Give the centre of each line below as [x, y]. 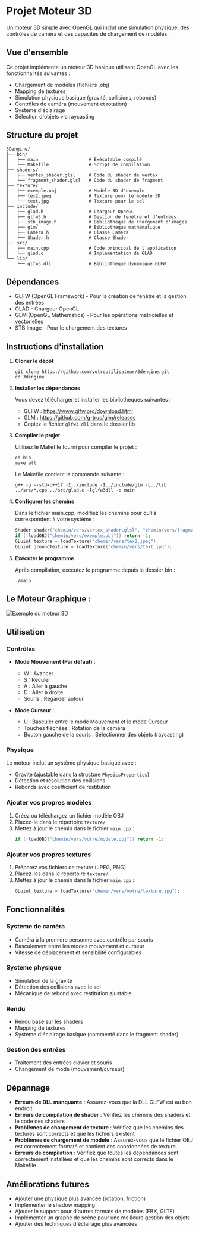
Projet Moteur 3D [49, 11]
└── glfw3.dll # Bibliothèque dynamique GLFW [91, 263]
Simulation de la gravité [43, 980]
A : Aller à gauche [45, 686]
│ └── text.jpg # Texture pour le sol [75, 201]
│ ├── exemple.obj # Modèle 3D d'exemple [75, 191]
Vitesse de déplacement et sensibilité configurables [78, 952]
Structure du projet [42, 135]
